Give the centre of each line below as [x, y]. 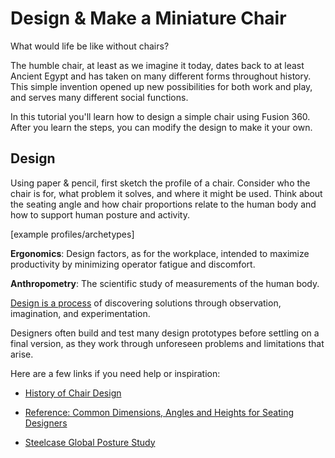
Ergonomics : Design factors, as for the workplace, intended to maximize [160, 253]
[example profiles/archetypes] [72, 234]
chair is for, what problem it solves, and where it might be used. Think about [166, 193]
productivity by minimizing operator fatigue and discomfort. [133, 264]
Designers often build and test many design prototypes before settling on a [165, 333]
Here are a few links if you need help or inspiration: [115, 373]
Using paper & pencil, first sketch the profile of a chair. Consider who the [160, 183]
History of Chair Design [73, 393]
